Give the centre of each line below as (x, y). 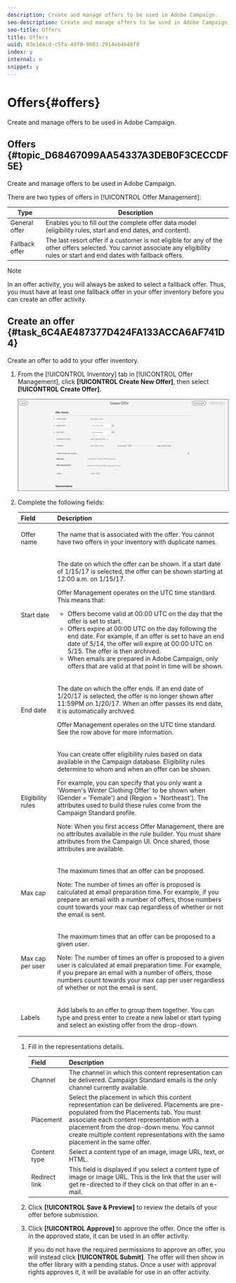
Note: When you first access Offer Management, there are (141, 826)
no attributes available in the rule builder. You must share (139, 833)
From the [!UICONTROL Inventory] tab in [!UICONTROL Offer (105, 374)
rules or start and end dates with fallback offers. (114, 255)
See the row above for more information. (116, 732)
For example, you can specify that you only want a (130, 783)
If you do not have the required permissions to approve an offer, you (126, 1250)
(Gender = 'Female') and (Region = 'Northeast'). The (133, 798)
